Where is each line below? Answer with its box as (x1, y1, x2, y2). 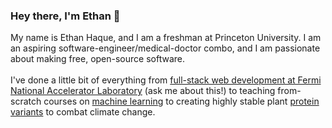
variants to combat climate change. (10, 106, 156, 118)
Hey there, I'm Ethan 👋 (10, 9, 121, 23)
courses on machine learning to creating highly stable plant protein (43, 95, 320, 108)
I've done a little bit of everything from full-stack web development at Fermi (10, 74, 322, 86)
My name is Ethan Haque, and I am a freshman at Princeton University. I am (10, 32, 322, 44)
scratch (10, 95, 42, 108)
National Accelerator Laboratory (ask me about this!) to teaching (10, 85, 276, 97)
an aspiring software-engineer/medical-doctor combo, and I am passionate (10, 42, 321, 54)
